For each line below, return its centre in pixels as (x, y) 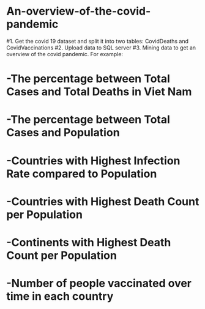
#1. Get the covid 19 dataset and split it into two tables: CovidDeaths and (97, 41)
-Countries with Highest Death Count (103, 201)
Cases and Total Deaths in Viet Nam (99, 92)
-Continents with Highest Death (89, 242)
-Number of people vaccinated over (99, 284)
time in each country (60, 296)
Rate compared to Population (82, 174)
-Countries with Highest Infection (93, 161)
